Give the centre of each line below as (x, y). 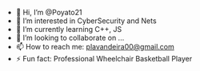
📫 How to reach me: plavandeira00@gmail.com (95, 47)
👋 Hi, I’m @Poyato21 (49, 12)
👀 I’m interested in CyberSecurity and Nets (86, 21)
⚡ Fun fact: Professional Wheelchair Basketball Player (104, 59)
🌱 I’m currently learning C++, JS (69, 29)
